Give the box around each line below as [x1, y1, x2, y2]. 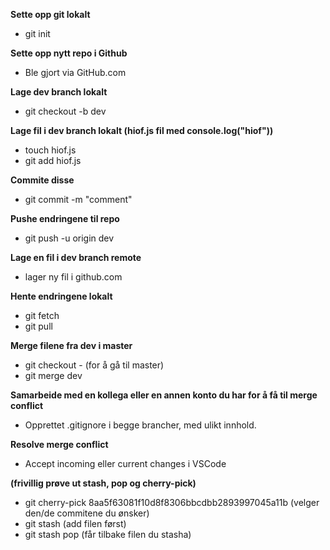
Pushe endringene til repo [10, 213, 120, 224]
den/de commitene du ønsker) [24, 507, 150, 519]
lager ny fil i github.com [24, 271, 123, 283]
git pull [24, 320, 53, 332]
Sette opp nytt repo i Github [10, 47, 128, 59]
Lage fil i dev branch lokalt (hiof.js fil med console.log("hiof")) [10, 125, 274, 136]
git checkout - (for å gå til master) [24, 359, 165, 371]
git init [24, 28, 51, 39]
